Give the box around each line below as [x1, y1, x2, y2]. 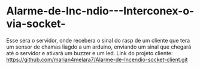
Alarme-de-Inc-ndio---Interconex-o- [6, 4, 195, 18]
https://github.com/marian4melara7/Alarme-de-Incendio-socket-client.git [6, 56, 188, 63]
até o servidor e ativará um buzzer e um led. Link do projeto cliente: [6, 49, 173, 56]
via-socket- [6, 17, 66, 31]
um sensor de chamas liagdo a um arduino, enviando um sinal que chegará [6, 43, 192, 50]
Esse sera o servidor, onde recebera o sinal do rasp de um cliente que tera [6, 37, 190, 44]
